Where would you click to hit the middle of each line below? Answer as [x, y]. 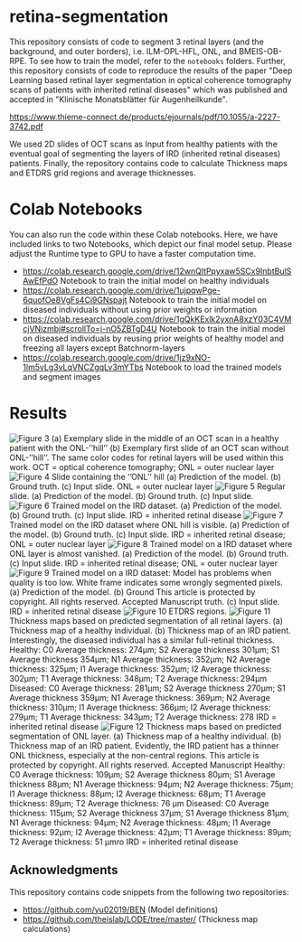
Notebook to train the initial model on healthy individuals [165, 280]
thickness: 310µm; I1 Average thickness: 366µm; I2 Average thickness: [140, 707]
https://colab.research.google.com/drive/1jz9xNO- [116, 357]
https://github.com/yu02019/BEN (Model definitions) [120, 909]
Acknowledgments [64, 870]
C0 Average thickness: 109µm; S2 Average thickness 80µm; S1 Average [142, 774]
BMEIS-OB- [260, 51]
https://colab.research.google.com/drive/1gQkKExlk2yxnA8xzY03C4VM [157, 319]
